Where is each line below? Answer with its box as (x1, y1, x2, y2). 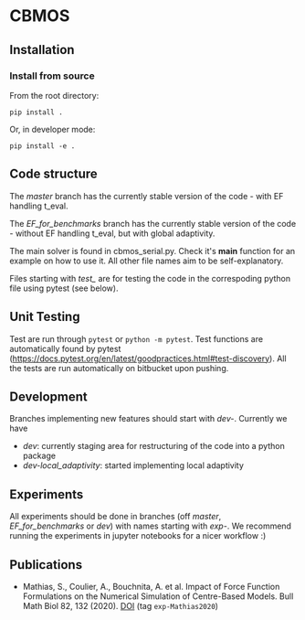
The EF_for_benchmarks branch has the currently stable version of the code (9, 218, 297, 229)
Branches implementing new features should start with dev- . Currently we (9, 413, 288, 424)
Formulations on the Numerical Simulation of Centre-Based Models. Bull (22, 591, 294, 602)
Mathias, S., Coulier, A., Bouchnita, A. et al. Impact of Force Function (22, 581, 280, 592)
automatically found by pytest (9, 343, 121, 354)
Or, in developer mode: (9, 123, 96, 134)
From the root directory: (9, 90, 100, 101)
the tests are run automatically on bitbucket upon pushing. (9, 362, 229, 373)
